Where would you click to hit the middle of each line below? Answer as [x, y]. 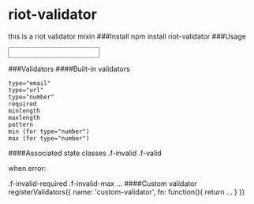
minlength [24, 111]
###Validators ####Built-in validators [69, 69]
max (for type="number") [49, 138]
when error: [27, 168]
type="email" [30, 83]
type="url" [26, 90]
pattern [21, 124]
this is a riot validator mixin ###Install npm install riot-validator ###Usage [127, 36]
